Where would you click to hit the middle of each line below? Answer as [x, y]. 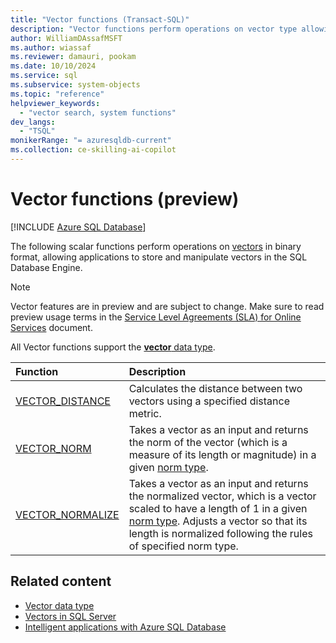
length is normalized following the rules [220, 533]
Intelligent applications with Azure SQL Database [125, 627]
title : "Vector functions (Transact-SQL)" [100, 19]
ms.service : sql [44, 76]
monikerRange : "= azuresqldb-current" [91, 141]
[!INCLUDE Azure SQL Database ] [78, 227]
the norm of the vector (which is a [208, 442]
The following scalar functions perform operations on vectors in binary [156, 246]
